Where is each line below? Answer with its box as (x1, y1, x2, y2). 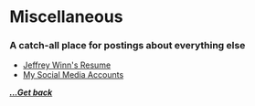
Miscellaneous (9, 6, 123, 27)
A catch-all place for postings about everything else (9, 39, 246, 52)
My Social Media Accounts (22, 69, 124, 80)
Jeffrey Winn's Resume (22, 59, 112, 70)
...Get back (9, 87, 53, 98)
